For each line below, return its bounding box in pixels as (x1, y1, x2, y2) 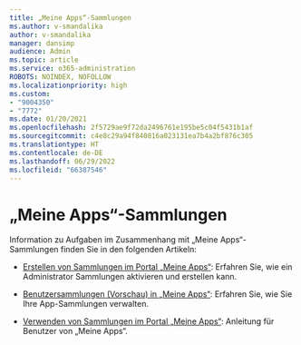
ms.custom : (9, 89, 51, 98)
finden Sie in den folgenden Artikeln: (60, 244, 197, 255)
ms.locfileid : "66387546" (9, 165, 107, 174)
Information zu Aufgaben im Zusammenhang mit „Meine (9, 234, 218, 245)
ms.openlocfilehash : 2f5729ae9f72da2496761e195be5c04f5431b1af (9, 123, 254, 133)
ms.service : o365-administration (9, 64, 136, 74)
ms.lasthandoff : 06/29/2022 (9, 156, 116, 166)
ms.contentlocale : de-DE (9, 148, 103, 157)
